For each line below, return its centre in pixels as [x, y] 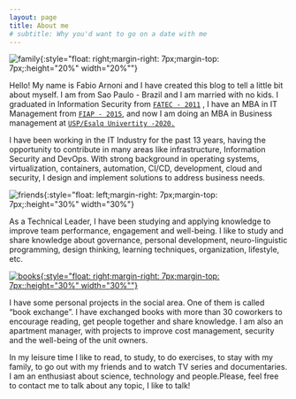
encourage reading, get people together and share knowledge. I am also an [146, 322]
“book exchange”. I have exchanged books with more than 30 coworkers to [146, 312]
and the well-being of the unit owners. [79, 341]
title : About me [39, 26]
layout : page [33, 17]
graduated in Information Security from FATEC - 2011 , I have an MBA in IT [144, 104]
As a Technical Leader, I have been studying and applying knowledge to [140, 221]
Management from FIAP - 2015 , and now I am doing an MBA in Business [141, 114]
